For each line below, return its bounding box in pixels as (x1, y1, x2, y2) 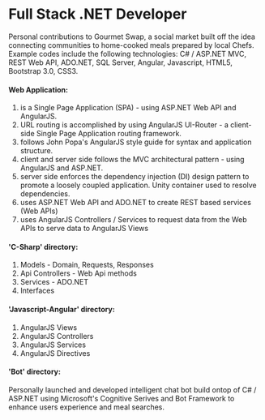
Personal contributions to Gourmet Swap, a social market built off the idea (8, 32, 255, 41)
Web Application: (8, 84, 69, 94)
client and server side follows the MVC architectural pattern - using (19, 155, 245, 165)
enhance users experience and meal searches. (8, 402, 165, 412)
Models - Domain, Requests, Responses (19, 260, 154, 270)
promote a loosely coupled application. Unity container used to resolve (19, 180, 257, 191)
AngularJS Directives (19, 348, 91, 358)
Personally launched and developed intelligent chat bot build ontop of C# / (8, 384, 257, 394)
